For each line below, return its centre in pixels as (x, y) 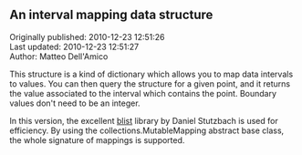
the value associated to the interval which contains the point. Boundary (143, 93)
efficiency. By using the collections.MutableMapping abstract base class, (147, 130)
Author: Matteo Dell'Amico (59, 56)
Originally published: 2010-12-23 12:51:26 (88, 36)
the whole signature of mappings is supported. (97, 139)
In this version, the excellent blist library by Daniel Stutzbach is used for (144, 120)
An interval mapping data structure (111, 15)
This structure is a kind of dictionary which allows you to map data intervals (151, 74)
